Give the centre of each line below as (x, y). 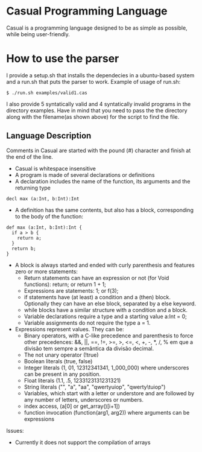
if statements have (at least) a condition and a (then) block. (97, 297)
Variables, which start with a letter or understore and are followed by (109, 393)
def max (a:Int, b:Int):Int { (44, 228)
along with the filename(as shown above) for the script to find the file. (93, 116)
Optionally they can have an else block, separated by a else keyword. (110, 304)
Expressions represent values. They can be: (69, 329)
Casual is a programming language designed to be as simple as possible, (97, 28)
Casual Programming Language (87, 11)
